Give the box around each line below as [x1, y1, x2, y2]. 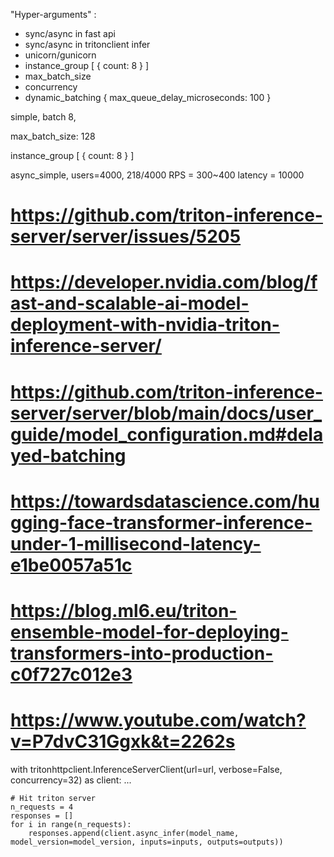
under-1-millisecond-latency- [10, 532, 262, 555]
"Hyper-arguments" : [10, 9, 97, 20]
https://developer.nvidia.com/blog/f [10, 271, 318, 294]
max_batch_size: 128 [10, 130, 96, 142]
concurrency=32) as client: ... [10, 774, 132, 786]
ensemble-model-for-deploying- [10, 620, 289, 643]
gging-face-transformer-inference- [10, 511, 313, 534]
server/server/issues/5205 [10, 225, 242, 248]
